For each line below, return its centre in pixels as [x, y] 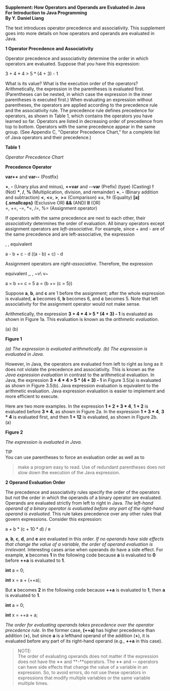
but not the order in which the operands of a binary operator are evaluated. [84, 498]
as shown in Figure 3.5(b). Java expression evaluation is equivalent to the [82, 386]
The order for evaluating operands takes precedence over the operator [80, 625]
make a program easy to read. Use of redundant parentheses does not [91, 467]
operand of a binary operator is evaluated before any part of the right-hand [84, 508]
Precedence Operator [28, 167]
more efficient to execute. [32, 396]
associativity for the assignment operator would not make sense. [73, 304]
